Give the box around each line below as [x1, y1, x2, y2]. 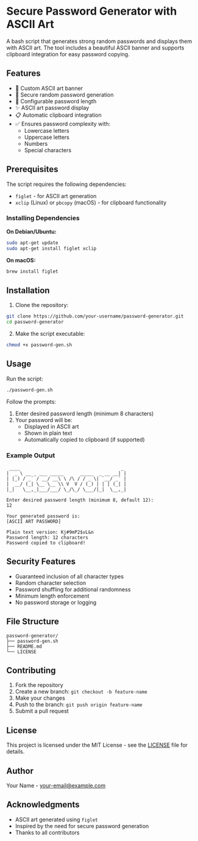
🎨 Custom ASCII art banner [15, 84, 83, 92]
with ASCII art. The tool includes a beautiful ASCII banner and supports [6, 44, 185, 51]
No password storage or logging [15, 598, 97, 606]
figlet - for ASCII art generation [15, 192, 97, 199]
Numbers [24, 139, 48, 147]
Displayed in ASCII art [24, 423, 79, 430]
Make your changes [15, 694, 65, 702]
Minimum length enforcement [15, 592, 90, 599]
